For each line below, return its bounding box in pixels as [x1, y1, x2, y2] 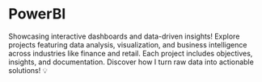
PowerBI [8, 5, 66, 23]
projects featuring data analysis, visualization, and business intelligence [8, 39, 247, 49]
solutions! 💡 [8, 65, 49, 75]
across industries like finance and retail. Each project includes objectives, [8, 48, 253, 58]
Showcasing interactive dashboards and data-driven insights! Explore [8, 31, 240, 41]
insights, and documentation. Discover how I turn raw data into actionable [8, 57, 255, 67]
